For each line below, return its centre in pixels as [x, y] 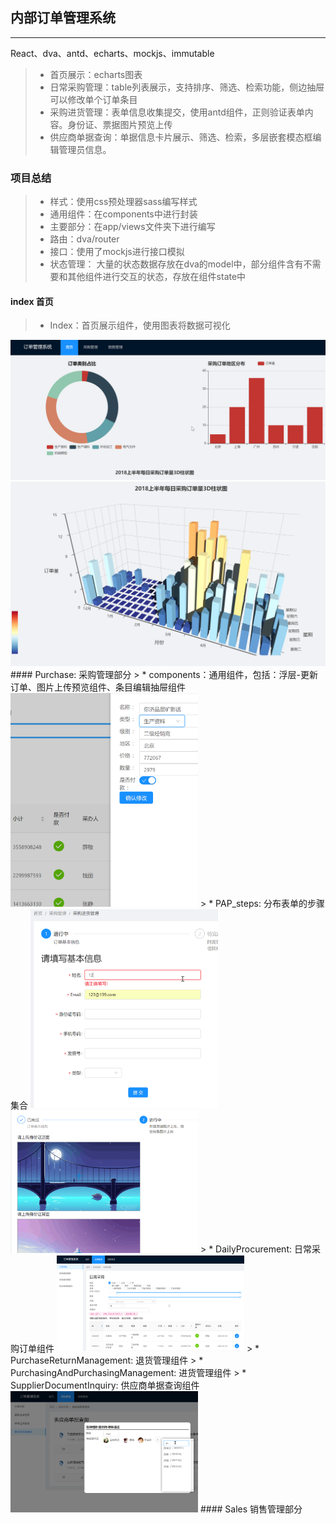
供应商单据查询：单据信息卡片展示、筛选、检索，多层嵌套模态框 [181, 137]
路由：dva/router [84, 239]
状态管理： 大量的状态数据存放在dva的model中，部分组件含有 [176, 264]
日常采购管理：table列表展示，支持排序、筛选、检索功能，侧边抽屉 [187, 87]
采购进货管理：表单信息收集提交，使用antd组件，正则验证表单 [177, 112]
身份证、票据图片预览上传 [120, 124]
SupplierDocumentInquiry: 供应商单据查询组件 [105, 1385]
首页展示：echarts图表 [96, 74]
